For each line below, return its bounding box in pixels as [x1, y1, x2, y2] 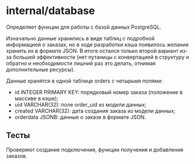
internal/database [6, 4, 95, 18]
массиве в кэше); [14, 95, 59, 102]
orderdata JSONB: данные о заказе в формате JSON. [14, 113, 146, 121]
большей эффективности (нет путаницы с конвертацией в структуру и [12, 53, 189, 60]
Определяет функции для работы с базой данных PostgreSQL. [6, 23, 162, 30]
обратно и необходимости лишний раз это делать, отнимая [6, 60, 156, 67]
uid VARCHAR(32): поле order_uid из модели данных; [14, 101, 147, 108]
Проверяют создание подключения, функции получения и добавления [6, 146, 183, 153]
